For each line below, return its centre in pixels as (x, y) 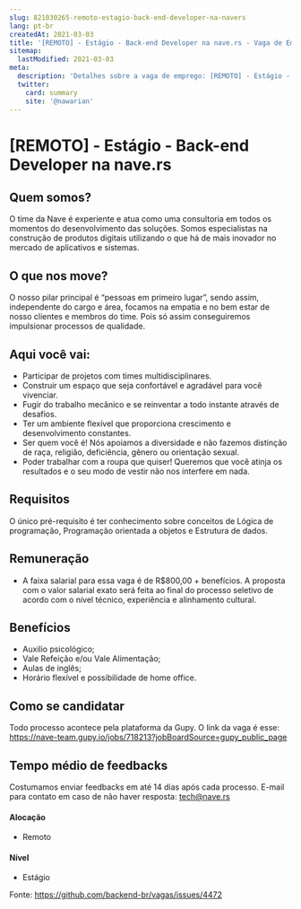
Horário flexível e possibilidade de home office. (109, 677)
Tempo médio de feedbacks (89, 765)
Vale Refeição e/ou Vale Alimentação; (91, 659)
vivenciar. (40, 395)
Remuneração (49, 559)
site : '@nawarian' (60, 101)
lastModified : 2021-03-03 (66, 59)
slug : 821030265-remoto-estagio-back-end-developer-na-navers (128, 17)
